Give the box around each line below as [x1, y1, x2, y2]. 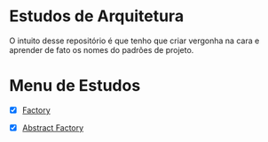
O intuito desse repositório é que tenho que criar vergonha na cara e [9, 35, 260, 46]
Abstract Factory [21, 122, 84, 133]
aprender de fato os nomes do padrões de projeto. [9, 44, 194, 55]
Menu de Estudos [9, 76, 141, 96]
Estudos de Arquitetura [9, 6, 185, 26]
